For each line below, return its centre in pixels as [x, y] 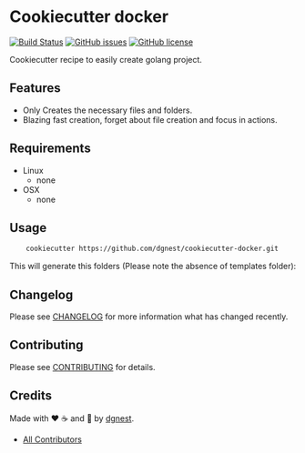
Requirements [50, 149]
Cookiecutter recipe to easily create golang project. [106, 59]
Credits [31, 396]
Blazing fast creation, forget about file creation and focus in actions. [150, 119]
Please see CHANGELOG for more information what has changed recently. [149, 317]
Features [35, 88]
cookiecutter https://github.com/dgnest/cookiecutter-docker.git [152, 249]
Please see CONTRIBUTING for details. [83, 367]
